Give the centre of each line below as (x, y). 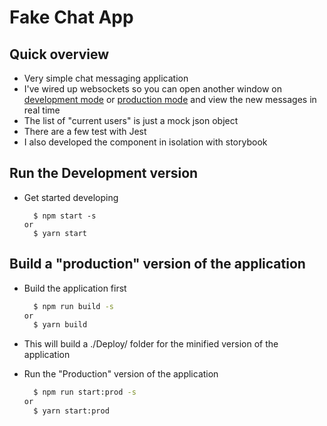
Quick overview (59, 54)
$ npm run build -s (74, 306)
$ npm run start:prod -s (85, 392)
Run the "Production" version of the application (121, 374)
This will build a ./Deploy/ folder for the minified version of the (151, 344)
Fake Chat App (71, 17)
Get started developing (71, 197)
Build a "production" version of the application (157, 264)
